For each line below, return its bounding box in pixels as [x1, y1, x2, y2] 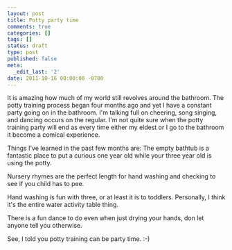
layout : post [7, 10, 45, 17]
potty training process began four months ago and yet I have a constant [7, 101, 213, 110]
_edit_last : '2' [13, 68, 60, 75]
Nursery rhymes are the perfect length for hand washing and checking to [7, 172, 216, 181]
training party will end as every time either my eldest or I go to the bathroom [7, 123, 224, 132]
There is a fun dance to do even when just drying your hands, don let [7, 214, 204, 222]
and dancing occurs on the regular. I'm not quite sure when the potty [7, 116, 204, 124]
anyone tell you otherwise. [7, 222, 83, 230]
